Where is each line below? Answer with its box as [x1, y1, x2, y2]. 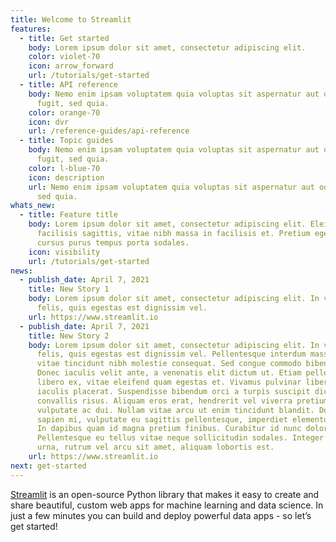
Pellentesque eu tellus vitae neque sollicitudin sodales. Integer [36, 433, 325, 443]
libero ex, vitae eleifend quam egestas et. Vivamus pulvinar [36, 377, 302, 387]
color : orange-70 [28, 107, 101, 118]
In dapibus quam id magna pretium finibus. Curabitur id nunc [36, 424, 302, 434]
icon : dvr [28, 117, 70, 127]
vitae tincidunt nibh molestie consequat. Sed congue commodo [36, 359, 302, 369]
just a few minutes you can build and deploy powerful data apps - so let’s [10, 509, 312, 521]
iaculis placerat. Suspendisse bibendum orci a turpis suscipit [36, 386, 311, 396]
